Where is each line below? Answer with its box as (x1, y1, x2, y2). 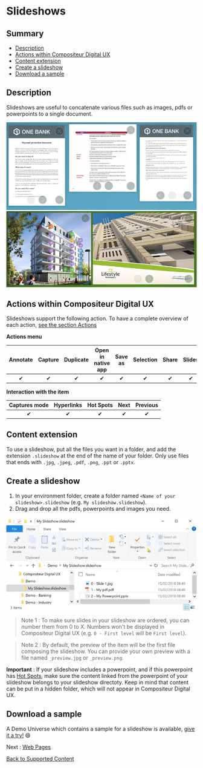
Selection (132, 356, 158, 364)
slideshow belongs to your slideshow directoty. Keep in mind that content (6, 679, 189, 686)
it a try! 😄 (6, 731, 31, 739)
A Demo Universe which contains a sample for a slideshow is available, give (6, 725, 195, 732)
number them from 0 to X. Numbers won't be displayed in (21, 623, 165, 630)
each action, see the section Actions (6, 321, 97, 329)
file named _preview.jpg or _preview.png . (21, 654, 124, 661)
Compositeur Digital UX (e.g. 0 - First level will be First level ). (21, 629, 187, 637)
